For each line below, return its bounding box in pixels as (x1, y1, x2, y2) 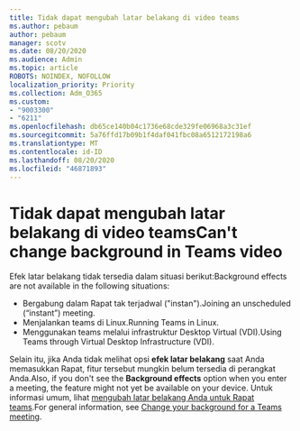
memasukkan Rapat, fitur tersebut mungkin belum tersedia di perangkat (9, 363, 277, 374)
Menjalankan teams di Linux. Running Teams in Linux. (22, 317, 219, 328)
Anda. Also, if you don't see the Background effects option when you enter (9, 373, 287, 384)
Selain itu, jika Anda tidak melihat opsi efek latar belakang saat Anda (9, 353, 265, 365)
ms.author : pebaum (9, 22, 78, 31)
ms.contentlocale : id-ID (9, 147, 103, 156)
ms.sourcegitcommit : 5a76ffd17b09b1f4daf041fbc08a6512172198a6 (9, 131, 252, 140)
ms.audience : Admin (9, 55, 83, 64)
